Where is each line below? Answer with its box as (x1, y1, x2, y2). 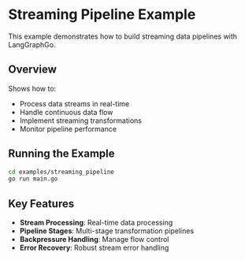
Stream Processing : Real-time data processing (19, 218, 173, 228)
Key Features (8, 197, 75, 210)
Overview (8, 63, 58, 76)
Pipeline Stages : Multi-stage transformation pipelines (19, 226, 195, 236)
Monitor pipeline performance (19, 124, 117, 133)
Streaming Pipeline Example (8, 6, 196, 24)
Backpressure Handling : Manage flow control (19, 235, 169, 244)
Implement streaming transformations (19, 116, 142, 125)
